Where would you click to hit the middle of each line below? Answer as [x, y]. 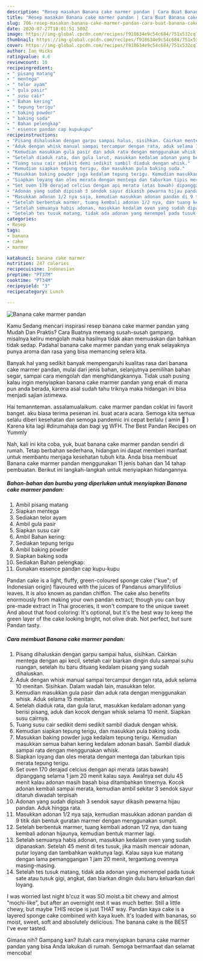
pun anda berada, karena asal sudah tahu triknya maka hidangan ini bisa [96, 389]
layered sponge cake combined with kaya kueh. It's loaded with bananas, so [101, 916]
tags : [14, 230]
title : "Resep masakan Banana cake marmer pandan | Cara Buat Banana [96, 17]
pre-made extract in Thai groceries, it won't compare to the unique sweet [98, 606]
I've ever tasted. [27, 928]
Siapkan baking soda [42, 556]
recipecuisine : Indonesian [41, 269]
